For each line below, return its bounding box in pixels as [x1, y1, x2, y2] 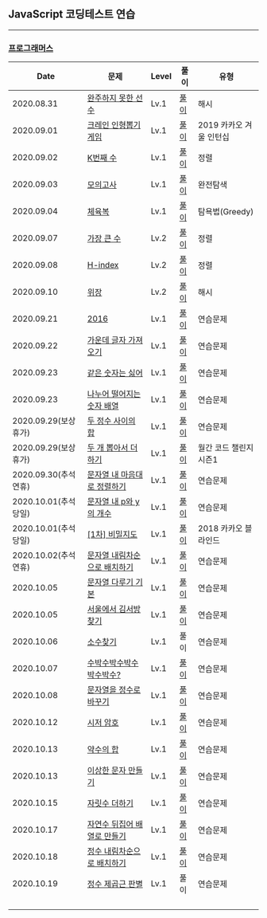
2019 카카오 [197, 120, 243, 131]
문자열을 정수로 [87, 685, 141, 696]
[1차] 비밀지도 [87, 529, 137, 540]
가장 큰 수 [87, 233, 122, 245]
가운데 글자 [87, 335, 126, 346]
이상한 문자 [87, 765, 126, 776]
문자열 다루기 [87, 577, 133, 588]
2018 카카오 [197, 523, 243, 534]
